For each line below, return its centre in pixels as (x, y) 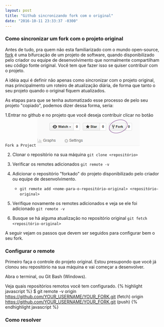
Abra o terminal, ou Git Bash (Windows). (46, 276)
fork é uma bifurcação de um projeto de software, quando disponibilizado (80, 55)
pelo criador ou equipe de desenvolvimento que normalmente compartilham (82, 60)
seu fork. (14, 238)
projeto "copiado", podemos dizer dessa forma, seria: (59, 105)
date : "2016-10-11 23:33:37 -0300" (42, 21)
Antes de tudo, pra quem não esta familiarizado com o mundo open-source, (82, 49)
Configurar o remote (30, 251)
